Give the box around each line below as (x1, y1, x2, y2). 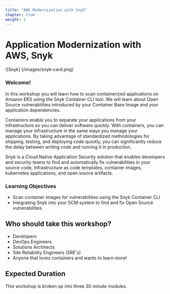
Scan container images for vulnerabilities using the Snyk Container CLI (12, 194, 161, 200)
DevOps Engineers (12, 239, 52, 245)
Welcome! (5, 79, 31, 86)
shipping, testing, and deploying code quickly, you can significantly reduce (5, 138, 162, 144)
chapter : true (5, 12, 36, 17)
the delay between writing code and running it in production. (5, 143, 132, 150)
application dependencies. (5, 107, 61, 113)
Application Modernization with (5, 39, 142, 50)
